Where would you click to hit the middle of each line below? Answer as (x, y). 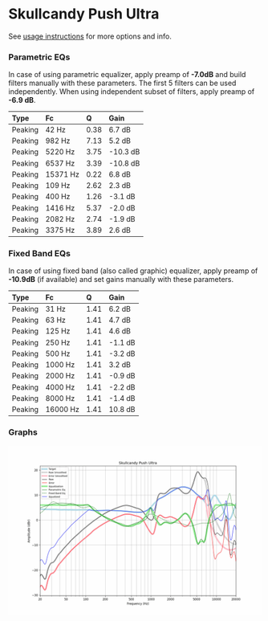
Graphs (23, 432)
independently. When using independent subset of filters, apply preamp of (132, 92)
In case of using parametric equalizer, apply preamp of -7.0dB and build (127, 75)
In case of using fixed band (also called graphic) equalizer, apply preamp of (133, 271)
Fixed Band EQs (39, 253)
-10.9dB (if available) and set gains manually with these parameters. (121, 280)
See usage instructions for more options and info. (90, 36)
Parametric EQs (39, 57)
